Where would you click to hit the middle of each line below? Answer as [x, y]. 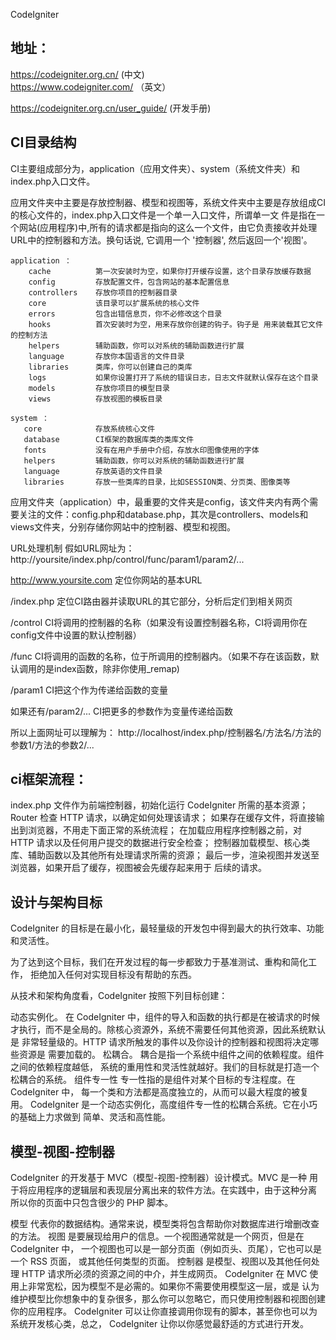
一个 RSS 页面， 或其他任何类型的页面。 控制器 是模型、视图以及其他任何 [161, 1261]
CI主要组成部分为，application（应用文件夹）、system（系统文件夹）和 [155, 168]
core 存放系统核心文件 [89, 429]
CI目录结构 [43, 142]
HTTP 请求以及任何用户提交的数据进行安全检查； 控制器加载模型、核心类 [160, 843]
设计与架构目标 [56, 902]
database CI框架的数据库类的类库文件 [109, 439]
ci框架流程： [49, 779]
